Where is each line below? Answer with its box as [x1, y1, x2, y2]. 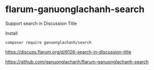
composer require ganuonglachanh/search [5, 40, 92, 45]
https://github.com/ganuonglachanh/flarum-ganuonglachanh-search [5, 58, 149, 64]
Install [5, 30, 18, 36]
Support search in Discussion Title [5, 20, 77, 26]
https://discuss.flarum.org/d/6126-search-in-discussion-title [5, 49, 132, 55]
